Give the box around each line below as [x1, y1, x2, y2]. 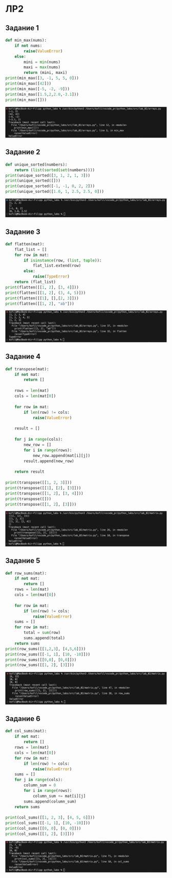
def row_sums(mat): [5, 570, 47, 576]
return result [14, 469, 45, 474]
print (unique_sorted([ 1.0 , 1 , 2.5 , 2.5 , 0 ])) [5, 189, 104, 194]
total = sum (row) [24, 630, 60, 635]
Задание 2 [5, 148, 40, 156]
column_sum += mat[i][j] [32, 793, 86, 799]
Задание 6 [5, 714, 41, 723]
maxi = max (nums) [24, 65, 60, 70]
